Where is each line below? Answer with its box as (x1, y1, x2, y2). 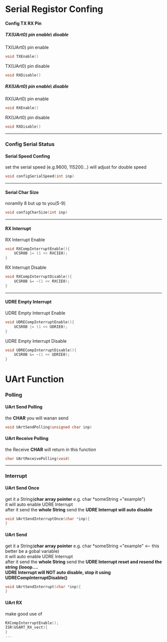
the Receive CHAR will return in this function (5, 446, 96, 452)
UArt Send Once (5, 485, 40, 491)
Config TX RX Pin (5, 20, 42, 26)
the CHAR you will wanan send (5, 415, 69, 421)
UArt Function (5, 374, 64, 385)
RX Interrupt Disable (5, 264, 47, 270)
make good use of (5, 611, 42, 617)
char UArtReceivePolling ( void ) (5, 456, 70, 461)
